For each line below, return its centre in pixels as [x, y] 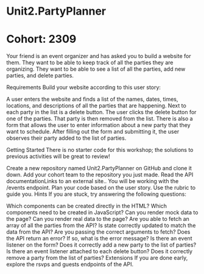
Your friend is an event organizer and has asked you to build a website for [99, 56]
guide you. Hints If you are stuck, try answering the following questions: [97, 194]
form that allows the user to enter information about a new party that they [98, 125]
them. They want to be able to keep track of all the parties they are [90, 63]
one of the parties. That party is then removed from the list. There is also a [100, 119]
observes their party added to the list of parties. [66, 138]
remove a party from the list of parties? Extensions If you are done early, [97, 258]
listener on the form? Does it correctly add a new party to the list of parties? [101, 245]
